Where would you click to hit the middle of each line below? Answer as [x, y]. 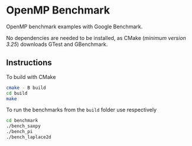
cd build [17, 93]
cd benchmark [22, 121]
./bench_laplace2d [29, 137]
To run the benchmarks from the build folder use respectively [82, 110]
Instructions [29, 63]
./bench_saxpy [24, 126]
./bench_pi [19, 132]
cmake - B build [26, 88]
